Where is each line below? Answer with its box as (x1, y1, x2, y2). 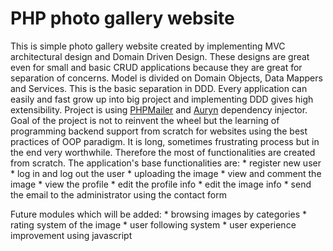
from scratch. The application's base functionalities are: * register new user (10, 157, 322, 169)
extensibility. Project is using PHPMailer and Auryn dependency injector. (10, 103, 308, 116)
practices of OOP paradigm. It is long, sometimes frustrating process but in (10, 135, 320, 147)
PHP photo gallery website (10, 7, 235, 30)
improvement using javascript (10, 229, 133, 241)
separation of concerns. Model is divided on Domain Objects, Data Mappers (10, 72, 323, 84)
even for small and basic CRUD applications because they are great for (10, 61, 303, 73)
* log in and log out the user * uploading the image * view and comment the (10, 167, 322, 179)
